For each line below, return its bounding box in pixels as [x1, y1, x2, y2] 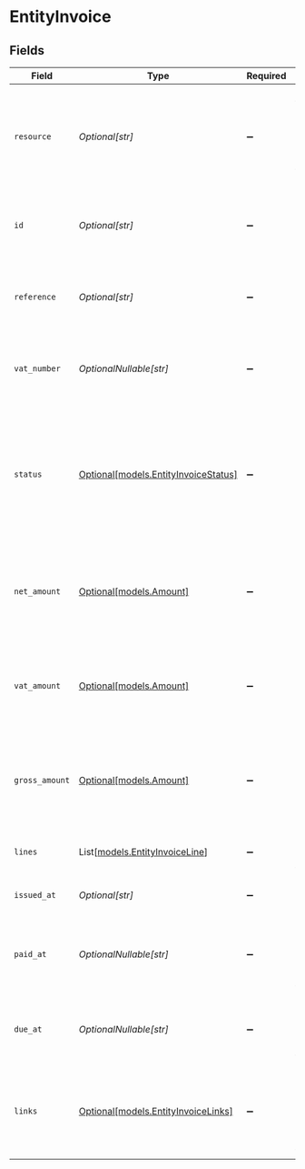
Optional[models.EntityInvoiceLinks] [78, 1105, 233, 1117]
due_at [14, 1024, 43, 1034]
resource [14, 132, 52, 142]
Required [246, 70, 287, 82]
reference [14, 292, 56, 302]
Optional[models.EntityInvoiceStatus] [78, 469, 238, 480]
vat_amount [14, 680, 61, 690]
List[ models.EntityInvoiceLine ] [78, 846, 209, 858]
